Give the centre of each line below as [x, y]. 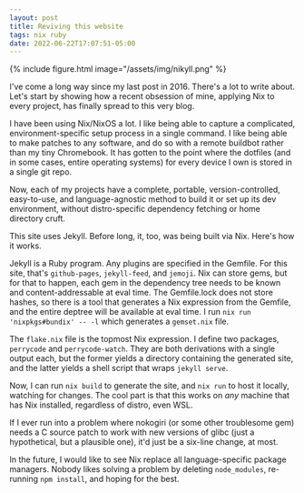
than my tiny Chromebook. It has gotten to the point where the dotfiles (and [150, 153]
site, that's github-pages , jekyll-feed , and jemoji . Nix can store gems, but [148, 273]
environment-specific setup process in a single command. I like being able [148, 134]
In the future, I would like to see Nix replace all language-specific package [148, 459]
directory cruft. [38, 218]
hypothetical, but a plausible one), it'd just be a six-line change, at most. [144, 442]
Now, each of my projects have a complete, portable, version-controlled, [145, 190]
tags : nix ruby [38, 35]
